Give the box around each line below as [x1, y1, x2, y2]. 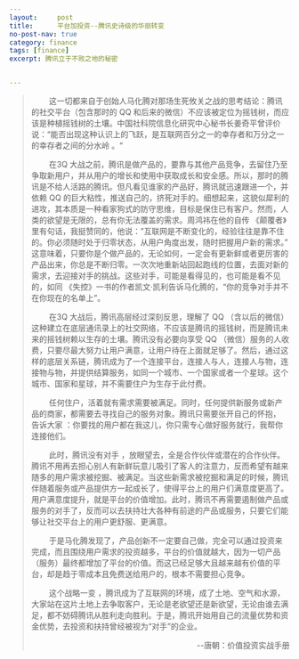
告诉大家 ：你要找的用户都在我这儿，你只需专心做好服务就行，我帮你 [30, 419, 283, 430]
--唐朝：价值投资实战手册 [197, 640, 290, 650]
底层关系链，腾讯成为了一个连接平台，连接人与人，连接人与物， [46, 356, 281, 366]
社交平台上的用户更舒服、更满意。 [46, 517, 172, 526]
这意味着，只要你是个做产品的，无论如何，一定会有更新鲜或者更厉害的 [30, 248, 289, 258]
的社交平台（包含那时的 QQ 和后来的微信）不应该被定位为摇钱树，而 [30, 107, 282, 117]
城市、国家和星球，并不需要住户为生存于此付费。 [30, 378, 211, 388]
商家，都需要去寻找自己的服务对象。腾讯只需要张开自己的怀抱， [46, 409, 281, 419]
